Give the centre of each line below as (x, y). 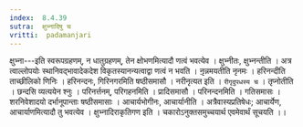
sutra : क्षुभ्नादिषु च (40, 26)
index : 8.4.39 (38, 18)
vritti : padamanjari (51, 35)
